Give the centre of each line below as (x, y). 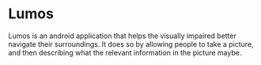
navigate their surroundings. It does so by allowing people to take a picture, (131, 44)
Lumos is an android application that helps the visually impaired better (123, 36)
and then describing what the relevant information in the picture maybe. (125, 52)
